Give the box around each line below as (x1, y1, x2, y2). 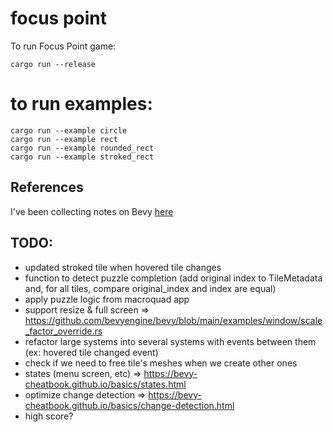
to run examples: (10, 93, 153, 116)
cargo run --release (10, 59, 97, 69)
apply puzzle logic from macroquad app (24, 293, 190, 305)
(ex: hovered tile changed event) (24, 346, 159, 358)
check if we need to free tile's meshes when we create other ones (24, 357, 298, 369)
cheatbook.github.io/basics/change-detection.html (24, 399, 235, 411)
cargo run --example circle (10, 125, 128, 136)
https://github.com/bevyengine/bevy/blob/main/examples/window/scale (24, 314, 323, 326)
